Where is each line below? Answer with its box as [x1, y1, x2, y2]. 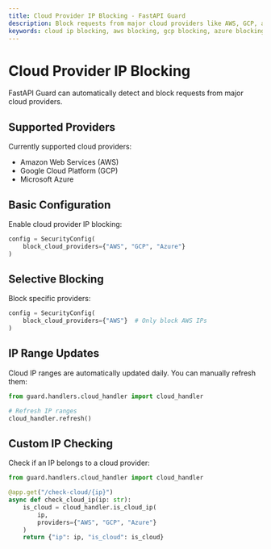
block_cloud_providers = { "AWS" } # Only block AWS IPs [23, 316, 207, 325]
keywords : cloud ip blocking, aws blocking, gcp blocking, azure [8, 27, 232, 35]
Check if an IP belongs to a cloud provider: [8, 458, 151, 468]
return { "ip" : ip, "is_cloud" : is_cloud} [23, 534, 164, 542]
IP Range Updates [8, 346, 99, 360]
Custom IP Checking [8, 437, 114, 451]
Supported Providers [8, 120, 115, 134]
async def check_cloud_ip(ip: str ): [8, 496, 131, 504]
